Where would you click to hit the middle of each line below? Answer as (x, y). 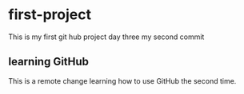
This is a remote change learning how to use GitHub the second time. (122, 80)
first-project (50, 15)
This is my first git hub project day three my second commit (106, 37)
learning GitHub (49, 62)
